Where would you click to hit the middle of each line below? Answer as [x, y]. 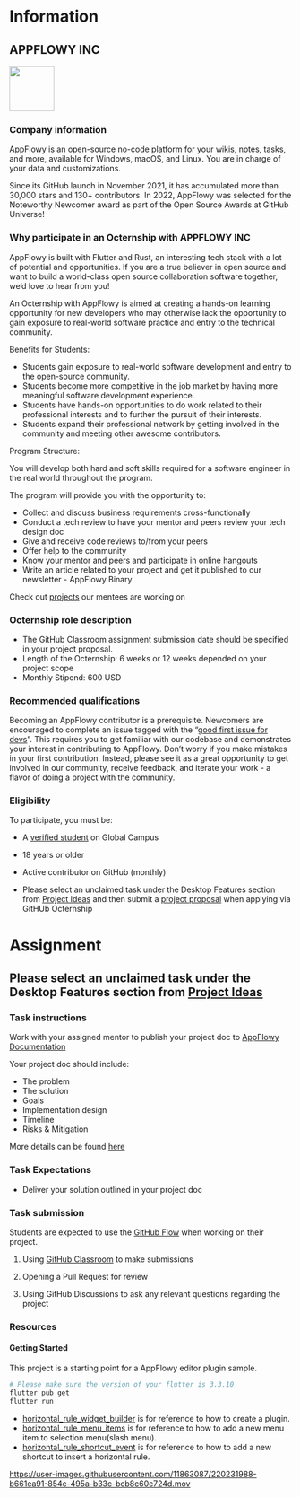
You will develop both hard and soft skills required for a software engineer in [150, 468]
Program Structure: [45, 451]
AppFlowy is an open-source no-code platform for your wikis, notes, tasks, [148, 149]
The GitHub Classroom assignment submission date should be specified [155, 639]
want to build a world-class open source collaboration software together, [144, 276]
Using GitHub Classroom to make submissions [108, 1259]
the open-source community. [76, 376]
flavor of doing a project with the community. [92, 777]
